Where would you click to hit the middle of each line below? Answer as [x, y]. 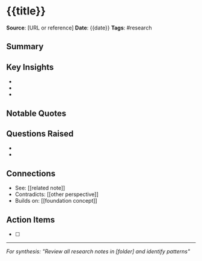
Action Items [31, 220]
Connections [31, 173]
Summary [25, 47]
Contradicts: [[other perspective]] [57, 194]
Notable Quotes [36, 113]
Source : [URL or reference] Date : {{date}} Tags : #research [79, 28]
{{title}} [26, 11]
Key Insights [30, 67]
